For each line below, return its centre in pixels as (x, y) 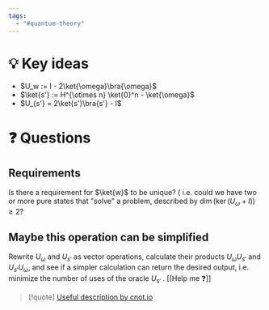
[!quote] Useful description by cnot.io (90, 297)
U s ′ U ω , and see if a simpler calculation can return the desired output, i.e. (128, 268)
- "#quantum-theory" (50, 23)
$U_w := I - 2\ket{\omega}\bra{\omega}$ (88, 87)
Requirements (44, 174)
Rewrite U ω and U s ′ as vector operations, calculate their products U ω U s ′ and (134, 257)
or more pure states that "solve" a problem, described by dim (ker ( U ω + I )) (132, 202)
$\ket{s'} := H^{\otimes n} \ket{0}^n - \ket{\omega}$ (107, 95)
